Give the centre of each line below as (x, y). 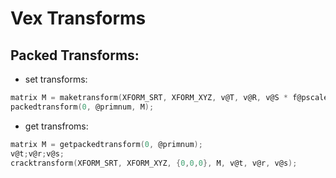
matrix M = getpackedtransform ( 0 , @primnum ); (106, 144)
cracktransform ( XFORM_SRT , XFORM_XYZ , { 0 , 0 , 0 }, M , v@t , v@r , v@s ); (154, 163)
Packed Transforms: (75, 55)
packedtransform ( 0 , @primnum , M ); (82, 107)
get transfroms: (56, 126)
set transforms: (56, 79)
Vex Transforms (78, 18)
